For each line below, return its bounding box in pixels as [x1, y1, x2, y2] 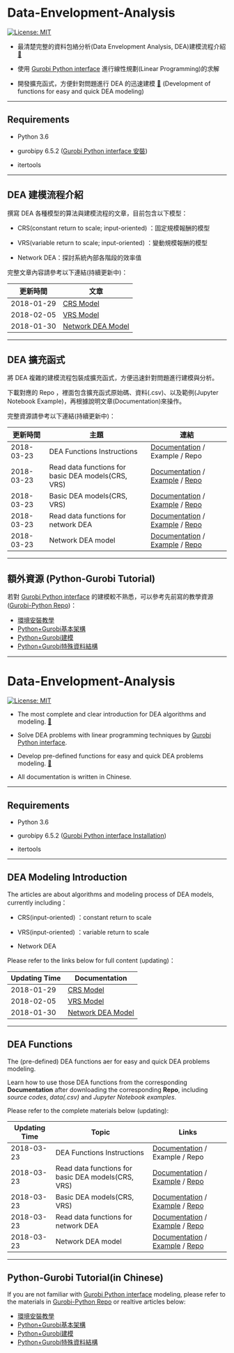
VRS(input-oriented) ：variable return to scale [17, 928, 150, 936]
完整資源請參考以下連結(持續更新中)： [7, 412, 116, 421]
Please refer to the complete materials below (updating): [7, 1106, 169, 1115]
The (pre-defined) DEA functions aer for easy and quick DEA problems [7, 1057, 210, 1065]
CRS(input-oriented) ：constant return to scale [17, 913, 152, 921]
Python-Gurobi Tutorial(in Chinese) [7, 1272, 164, 1283]
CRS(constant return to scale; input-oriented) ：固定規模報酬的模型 [17, 224, 210, 232]
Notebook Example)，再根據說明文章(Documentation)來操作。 [7, 397, 186, 405]
